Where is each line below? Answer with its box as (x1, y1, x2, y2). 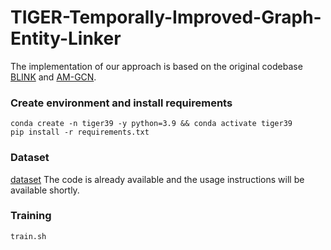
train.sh (10, 231, 47, 241)
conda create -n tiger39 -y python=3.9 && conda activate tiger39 (10, 119, 293, 129)
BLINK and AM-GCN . (10, 71, 97, 83)
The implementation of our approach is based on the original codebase (10, 60, 303, 72)
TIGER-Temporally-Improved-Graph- (10, 6, 322, 29)
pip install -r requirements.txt (10, 127, 150, 138)
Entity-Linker (10, 27, 122, 50)
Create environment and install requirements (10, 96, 233, 110)
